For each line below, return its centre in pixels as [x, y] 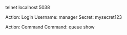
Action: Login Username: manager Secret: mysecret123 [63, 17]
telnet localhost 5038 [28, 7]
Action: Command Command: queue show [50, 27]
